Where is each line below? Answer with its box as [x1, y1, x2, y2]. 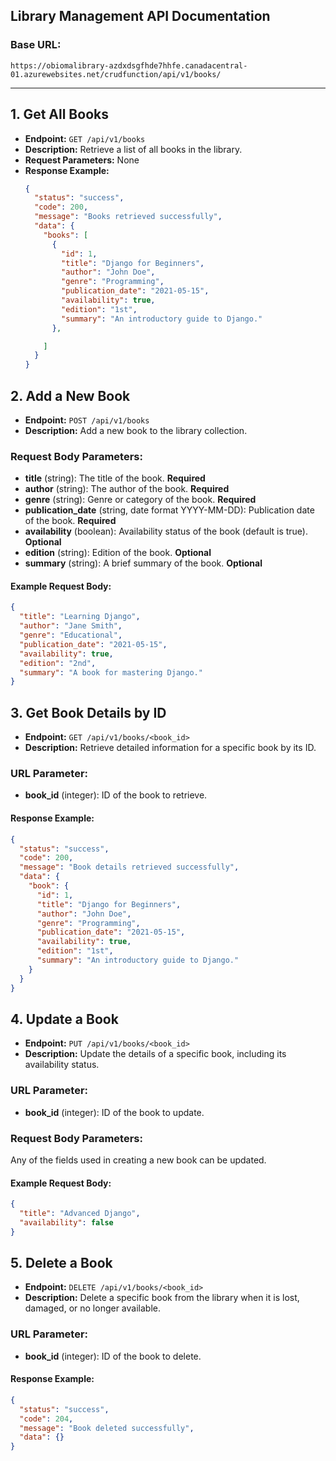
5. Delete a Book [10, 1255, 113, 1271]
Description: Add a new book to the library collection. [24, 424, 248, 436]
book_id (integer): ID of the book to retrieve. [24, 789, 208, 801]
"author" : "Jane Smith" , [19, 621, 123, 631]
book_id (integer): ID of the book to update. [24, 1106, 205, 1118]
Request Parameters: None [24, 154, 140, 166]
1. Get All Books [10, 106, 109, 123]
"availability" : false [19, 1217, 114, 1228]
